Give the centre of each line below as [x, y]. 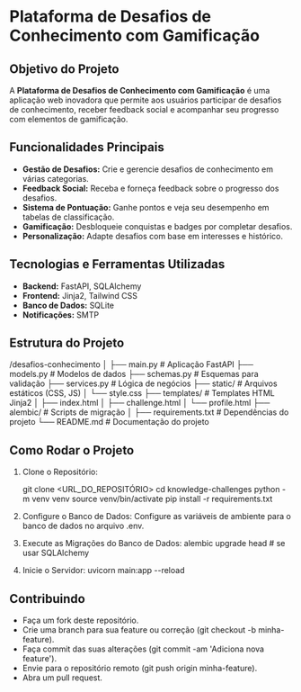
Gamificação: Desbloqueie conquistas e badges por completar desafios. [157, 226]
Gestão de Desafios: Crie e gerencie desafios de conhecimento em [148, 169]
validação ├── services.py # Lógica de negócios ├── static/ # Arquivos [143, 383]
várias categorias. [56, 178]
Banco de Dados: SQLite [68, 305]
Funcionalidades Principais [87, 147]
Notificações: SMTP [61, 315]
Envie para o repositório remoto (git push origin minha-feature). [140, 669]
